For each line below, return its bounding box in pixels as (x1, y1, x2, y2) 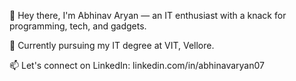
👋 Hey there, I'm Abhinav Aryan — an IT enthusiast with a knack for (9, 10, 287, 21)
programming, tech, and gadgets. (9, 20, 147, 32)
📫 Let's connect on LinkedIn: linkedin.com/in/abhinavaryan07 (9, 60, 265, 71)
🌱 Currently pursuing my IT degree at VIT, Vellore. (9, 40, 215, 51)
